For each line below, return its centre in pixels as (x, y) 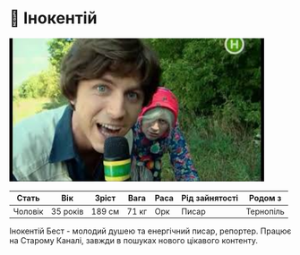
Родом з (266, 198)
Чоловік (28, 211)
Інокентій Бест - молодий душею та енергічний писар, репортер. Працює (150, 231)
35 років (67, 211)
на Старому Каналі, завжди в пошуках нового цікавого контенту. (133, 241)
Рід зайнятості (210, 198)
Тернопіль (265, 211)
